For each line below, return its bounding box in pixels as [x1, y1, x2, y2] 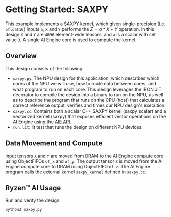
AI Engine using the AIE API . [12, 119, 72, 125]
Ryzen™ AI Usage [5, 183, 61, 192]
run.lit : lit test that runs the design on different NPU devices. [12, 124, 143, 130]
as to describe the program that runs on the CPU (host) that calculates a [12, 97, 165, 103]
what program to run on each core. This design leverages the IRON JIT [12, 86, 162, 92]
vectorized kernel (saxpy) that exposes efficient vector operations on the [12, 113, 166, 119]
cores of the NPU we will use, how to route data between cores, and [12, 80, 157, 86]
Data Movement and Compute [5, 139, 103, 148]
